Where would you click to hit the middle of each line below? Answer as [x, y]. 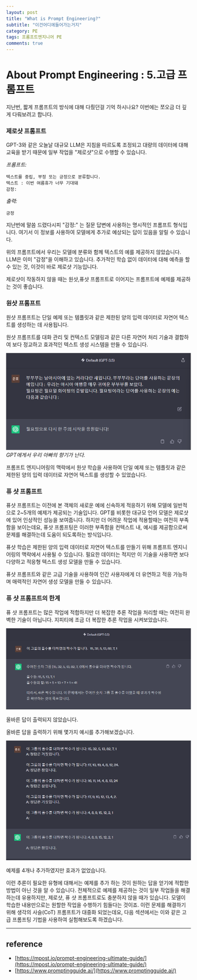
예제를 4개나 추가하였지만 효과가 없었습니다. [56, 870]
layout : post [22, 12]
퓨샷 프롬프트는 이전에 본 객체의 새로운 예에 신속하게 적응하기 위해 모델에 [89, 506]
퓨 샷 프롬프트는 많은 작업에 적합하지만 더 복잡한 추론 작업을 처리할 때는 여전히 [95, 612]
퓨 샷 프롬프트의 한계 [33, 598]
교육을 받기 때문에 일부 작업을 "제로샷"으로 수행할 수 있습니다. [77, 152]
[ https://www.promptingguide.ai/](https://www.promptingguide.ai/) [95, 970]
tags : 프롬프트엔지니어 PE [34, 37]
